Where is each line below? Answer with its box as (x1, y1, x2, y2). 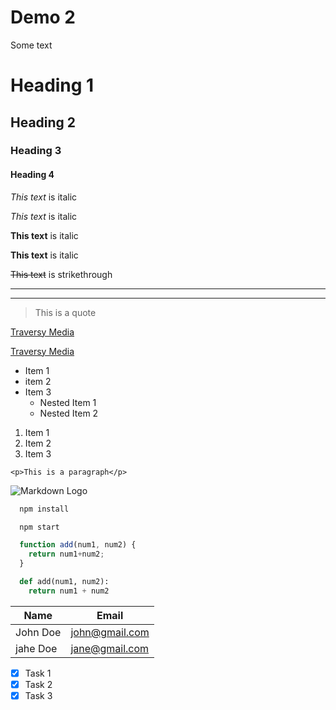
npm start (19, 522, 60, 532)
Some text (10, 39, 53, 51)
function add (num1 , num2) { (19, 540, 137, 550)
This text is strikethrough (10, 268, 113, 280)
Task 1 (24, 667, 52, 679)
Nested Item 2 (39, 407, 99, 419)
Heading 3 (10, 144, 62, 158)
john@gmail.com (70, 625, 150, 639)
